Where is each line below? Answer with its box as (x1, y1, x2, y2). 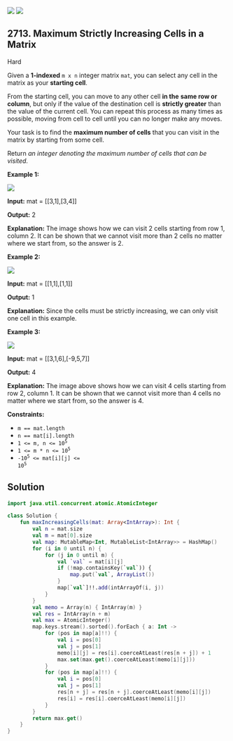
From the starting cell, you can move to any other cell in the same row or (7, 92, 218, 100)
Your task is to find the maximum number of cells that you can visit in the (7, 128, 220, 136)
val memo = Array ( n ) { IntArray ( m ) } (32, 603, 143, 610)
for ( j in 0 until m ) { (44, 552, 114, 559)
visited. (7, 156, 29, 165)
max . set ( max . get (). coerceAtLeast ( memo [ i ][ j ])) (57, 656, 196, 663)
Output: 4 (7, 368, 36, 376)
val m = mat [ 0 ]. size (32, 532, 92, 540)
